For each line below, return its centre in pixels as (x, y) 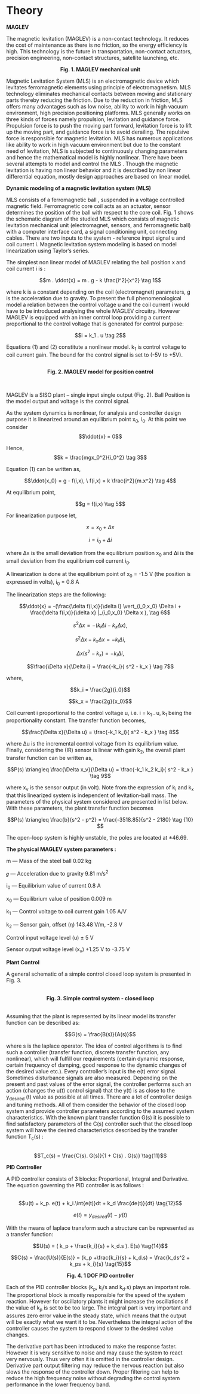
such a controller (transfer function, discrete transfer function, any (88, 1052)
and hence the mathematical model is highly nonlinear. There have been (95, 157)
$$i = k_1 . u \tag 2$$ (100, 335)
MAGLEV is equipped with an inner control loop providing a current (89, 317)
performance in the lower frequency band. (58, 1384)
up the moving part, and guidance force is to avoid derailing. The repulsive (98, 132)
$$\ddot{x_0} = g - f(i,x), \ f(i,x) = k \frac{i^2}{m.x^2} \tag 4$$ (100, 481)
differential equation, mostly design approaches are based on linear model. (99, 176)
